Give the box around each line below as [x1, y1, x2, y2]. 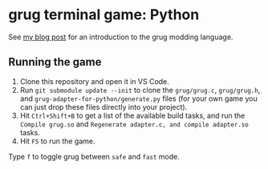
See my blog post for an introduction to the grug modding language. [8, 32, 233, 42]
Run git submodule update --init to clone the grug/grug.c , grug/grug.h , [19, 85, 261, 95]
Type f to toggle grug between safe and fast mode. [8, 151, 181, 161]
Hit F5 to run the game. [19, 136, 95, 146]
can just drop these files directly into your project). [19, 102, 188, 111]
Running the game [8, 55, 102, 69]
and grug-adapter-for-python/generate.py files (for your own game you [19, 94, 258, 103]
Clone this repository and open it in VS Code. [19, 76, 170, 86]
